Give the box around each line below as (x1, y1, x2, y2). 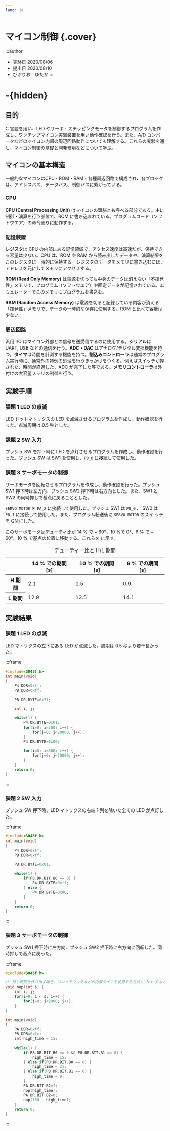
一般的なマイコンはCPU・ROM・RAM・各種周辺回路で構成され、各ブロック (5, 175, 163, 181)
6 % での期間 (126, 560, 158, 567)
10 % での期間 (79, 560, 114, 567)
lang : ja (5, 7, 24, 13)
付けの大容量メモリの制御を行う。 (5, 370, 76, 376)
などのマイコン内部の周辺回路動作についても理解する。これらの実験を (14, 138, 160, 144)
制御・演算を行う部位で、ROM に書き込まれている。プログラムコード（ (5, 213, 154, 219)
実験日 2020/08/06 (12, 59, 53, 65)
